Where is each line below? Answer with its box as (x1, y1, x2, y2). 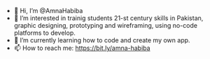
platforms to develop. (13, 28, 76, 37)
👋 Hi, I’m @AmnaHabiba (13, 7, 83, 15)
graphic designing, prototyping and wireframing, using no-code (13, 22, 198, 29)
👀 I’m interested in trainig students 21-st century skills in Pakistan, (13, 14, 204, 22)
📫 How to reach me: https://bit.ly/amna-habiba (13, 44, 150, 52)
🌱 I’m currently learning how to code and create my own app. (13, 36, 190, 44)
